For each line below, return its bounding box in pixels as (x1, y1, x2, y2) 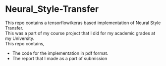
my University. (5, 35, 35, 41)
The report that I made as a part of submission (12, 55, 108, 61)
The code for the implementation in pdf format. (12, 50, 109, 56)
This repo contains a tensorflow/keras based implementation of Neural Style (5, 20, 161, 26)
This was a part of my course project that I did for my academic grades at (5, 30, 155, 36)
